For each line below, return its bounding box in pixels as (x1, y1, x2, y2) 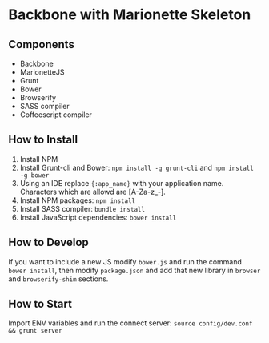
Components (8, 38, 74, 51)
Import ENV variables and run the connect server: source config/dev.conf (8, 318, 253, 328)
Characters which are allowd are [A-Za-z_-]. (19, 187, 166, 196)
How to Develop (8, 236, 90, 249)
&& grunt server (8, 327, 62, 335)
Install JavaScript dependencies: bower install (19, 212, 177, 222)
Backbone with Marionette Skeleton (8, 6, 251, 24)
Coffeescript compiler (19, 110, 92, 119)
